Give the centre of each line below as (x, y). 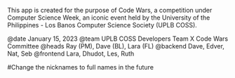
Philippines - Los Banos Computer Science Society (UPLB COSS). (102, 25)
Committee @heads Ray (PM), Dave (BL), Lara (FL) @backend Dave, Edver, (116, 46)
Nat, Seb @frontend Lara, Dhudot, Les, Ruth (71, 53)
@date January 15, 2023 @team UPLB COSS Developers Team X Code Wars (118, 39)
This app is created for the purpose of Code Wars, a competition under (110, 10)
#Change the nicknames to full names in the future (81, 67)
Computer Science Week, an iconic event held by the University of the (109, 18)
